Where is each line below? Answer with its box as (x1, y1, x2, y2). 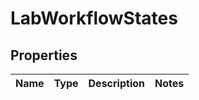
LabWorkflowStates (10, 7, 178, 30)
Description (88, 77, 145, 90)
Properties (10, 47, 78, 64)
